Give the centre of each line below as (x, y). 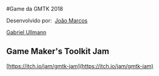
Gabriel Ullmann (26, 32)
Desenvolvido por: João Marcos (47, 20)
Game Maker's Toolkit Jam (58, 51)
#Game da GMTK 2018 (35, 9)
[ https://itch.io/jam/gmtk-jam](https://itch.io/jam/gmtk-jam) (80, 66)
